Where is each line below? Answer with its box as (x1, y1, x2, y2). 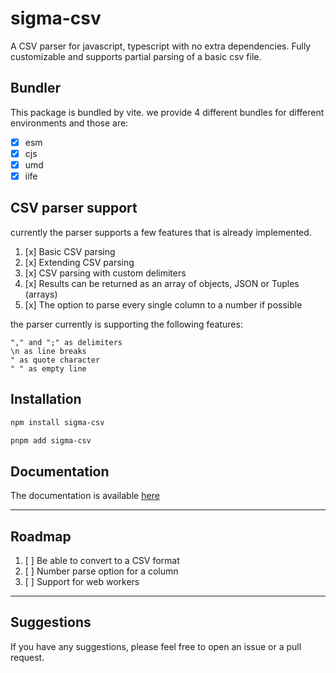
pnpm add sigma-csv (10, 435, 92, 446)
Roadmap (10, 528, 72, 545)
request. (10, 651, 45, 663)
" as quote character (10, 355, 101, 365)
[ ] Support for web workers (24, 576, 140, 587)
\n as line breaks (10, 346, 87, 356)
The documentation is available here (10, 490, 160, 502)
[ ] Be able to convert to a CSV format (24, 555, 180, 566)
